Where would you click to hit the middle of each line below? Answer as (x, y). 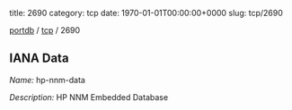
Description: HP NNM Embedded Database (89, 97)
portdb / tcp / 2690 (45, 30)
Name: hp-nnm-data (47, 80)
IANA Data (39, 59)
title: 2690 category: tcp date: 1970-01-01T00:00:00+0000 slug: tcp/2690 (146, 13)
